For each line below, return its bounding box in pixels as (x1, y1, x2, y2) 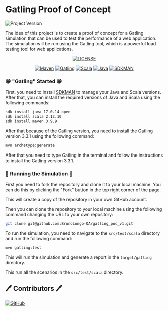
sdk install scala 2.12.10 (5, 114, 62, 119)
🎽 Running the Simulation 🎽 (5, 170, 73, 177)
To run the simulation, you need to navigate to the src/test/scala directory (5, 230, 160, 236)
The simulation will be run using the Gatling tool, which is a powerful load (5, 40, 156, 46)
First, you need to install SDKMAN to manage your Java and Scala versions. (5, 89, 161, 95)
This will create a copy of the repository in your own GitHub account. (5, 197, 148, 203)
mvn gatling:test (5, 245, 42, 250)
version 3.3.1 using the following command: (5, 133, 94, 139)
